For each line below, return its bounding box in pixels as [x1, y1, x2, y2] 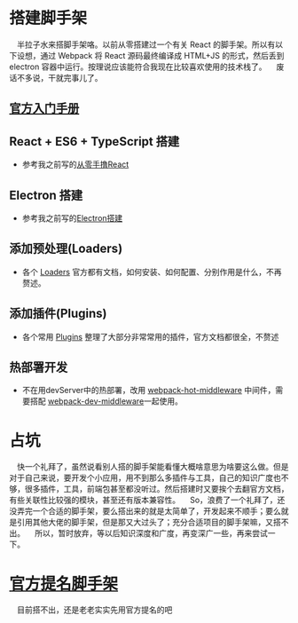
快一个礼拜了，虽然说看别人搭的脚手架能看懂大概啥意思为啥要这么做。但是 [17, 461, 289, 472]
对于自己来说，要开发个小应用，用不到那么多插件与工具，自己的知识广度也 [9, 472, 281, 484]
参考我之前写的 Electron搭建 [21, 212, 123, 223]
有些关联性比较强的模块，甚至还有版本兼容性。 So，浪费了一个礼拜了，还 [9, 494, 286, 506]
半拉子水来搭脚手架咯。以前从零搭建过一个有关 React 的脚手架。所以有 [17, 39, 276, 50]
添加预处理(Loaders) [9, 241, 123, 256]
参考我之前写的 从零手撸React [21, 159, 129, 170]
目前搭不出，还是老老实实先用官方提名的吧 [17, 604, 173, 615]
